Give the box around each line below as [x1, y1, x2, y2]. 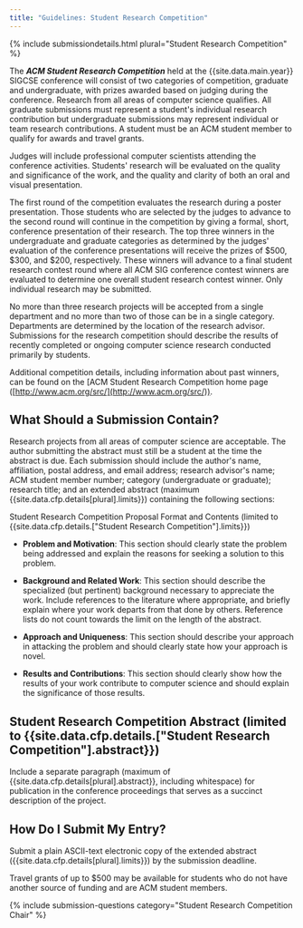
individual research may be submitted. [9, 283, 152, 295]
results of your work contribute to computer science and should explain [22, 678, 289, 689]
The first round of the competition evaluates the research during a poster [9, 197, 282, 208]
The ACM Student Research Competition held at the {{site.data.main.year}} [9, 65, 294, 76]
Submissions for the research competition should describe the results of [9, 330, 279, 341]
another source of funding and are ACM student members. [9, 883, 228, 894]
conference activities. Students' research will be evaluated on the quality [9, 159, 280, 170]
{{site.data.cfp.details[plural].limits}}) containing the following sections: [9, 494, 276, 505]
